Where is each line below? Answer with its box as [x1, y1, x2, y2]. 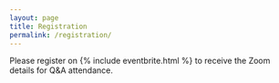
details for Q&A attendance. [9, 65, 114, 76]
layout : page [9, 13, 59, 23]
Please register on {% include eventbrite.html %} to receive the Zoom [9, 56, 271, 67]
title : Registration [9, 22, 88, 31]
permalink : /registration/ [9, 30, 112, 39]
